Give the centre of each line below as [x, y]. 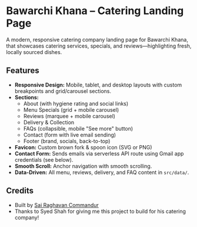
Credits [20, 191]
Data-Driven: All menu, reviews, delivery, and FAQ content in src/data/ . [102, 172]
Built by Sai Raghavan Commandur [56, 205]
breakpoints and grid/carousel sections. [63, 91]
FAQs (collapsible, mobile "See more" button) [78, 128]
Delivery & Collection [49, 122]
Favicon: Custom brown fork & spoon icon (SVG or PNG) [83, 147]
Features [23, 71]
